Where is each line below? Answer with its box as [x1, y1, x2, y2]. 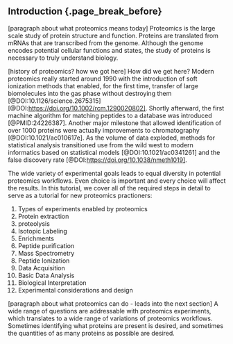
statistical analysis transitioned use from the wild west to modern [8, 140, 193, 149]
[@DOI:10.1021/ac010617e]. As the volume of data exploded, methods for [8, 133, 216, 142]
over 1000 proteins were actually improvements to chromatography [8, 126, 200, 134]
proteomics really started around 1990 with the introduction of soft [8, 74, 198, 83]
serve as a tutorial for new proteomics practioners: [8, 191, 153, 199]
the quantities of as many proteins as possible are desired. [8, 329, 175, 337]
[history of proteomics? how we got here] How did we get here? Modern [8, 67, 214, 75]
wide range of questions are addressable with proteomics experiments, [8, 306, 212, 315]
